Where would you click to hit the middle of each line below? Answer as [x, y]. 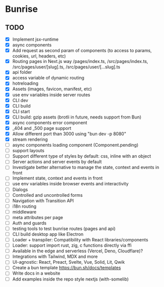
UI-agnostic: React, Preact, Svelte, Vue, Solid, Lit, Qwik [68, 262]
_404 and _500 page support [42, 128]
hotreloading [25, 83]
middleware [24, 212]
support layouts [28, 151]
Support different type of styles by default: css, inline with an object [82, 156]
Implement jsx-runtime [35, 39]
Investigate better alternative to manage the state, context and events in [86, 168]
